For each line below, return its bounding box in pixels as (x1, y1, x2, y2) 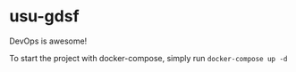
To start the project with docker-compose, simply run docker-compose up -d (9, 52, 288, 63)
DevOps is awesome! (9, 36, 88, 46)
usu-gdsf (9, 6, 80, 27)
